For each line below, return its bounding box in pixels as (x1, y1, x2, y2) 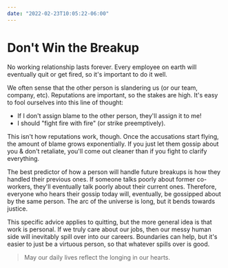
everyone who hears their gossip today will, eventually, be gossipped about (7, 189, 222, 198)
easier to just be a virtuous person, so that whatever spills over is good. (7, 240, 210, 248)
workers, (7, 182, 32, 191)
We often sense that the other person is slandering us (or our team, (7, 84, 198, 92)
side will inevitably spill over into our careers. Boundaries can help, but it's (7, 232, 218, 240)
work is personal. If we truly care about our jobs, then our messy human (7, 225, 211, 233)
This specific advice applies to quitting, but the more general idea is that (7, 218, 212, 226)
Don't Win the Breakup (7, 39, 140, 55)
